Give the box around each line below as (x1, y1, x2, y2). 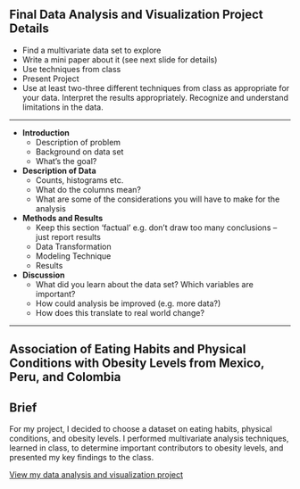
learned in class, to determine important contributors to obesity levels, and (9, 443, 284, 453)
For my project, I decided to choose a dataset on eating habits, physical (9, 424, 272, 435)
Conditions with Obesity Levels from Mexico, (9, 356, 265, 371)
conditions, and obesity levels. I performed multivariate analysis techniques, (9, 433, 289, 444)
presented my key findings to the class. (9, 452, 154, 463)
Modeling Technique (35, 250, 112, 261)
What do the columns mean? (35, 184, 141, 195)
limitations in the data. (21, 102, 104, 112)
